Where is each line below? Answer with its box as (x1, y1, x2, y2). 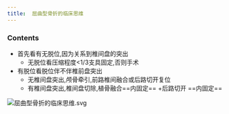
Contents (7, 32, 39, 42)
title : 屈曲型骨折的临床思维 (7, 10, 84, 17)
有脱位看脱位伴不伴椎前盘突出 (17, 66, 102, 75)
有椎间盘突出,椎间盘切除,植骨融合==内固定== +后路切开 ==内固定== (27, 84, 223, 92)
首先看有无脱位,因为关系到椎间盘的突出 (17, 49, 129, 57)
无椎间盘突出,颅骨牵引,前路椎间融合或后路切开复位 (27, 75, 171, 84)
